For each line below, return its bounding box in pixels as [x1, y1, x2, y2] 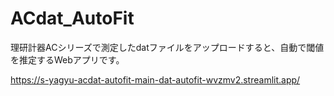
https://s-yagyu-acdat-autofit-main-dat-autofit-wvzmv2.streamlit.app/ [10, 73, 301, 86]
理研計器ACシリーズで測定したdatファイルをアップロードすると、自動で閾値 [10, 41, 325, 53]
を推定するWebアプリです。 [10, 53, 125, 66]
